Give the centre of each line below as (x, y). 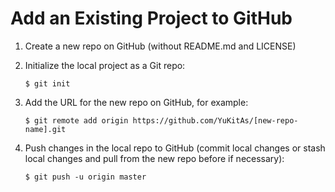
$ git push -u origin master (85, 177)
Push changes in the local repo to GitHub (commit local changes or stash (175, 148)
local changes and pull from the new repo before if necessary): (154, 158)
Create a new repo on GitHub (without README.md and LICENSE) (160, 46)
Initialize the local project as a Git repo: (105, 65)
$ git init (47, 83)
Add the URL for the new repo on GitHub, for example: (136, 102)
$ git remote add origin (76, 120)
